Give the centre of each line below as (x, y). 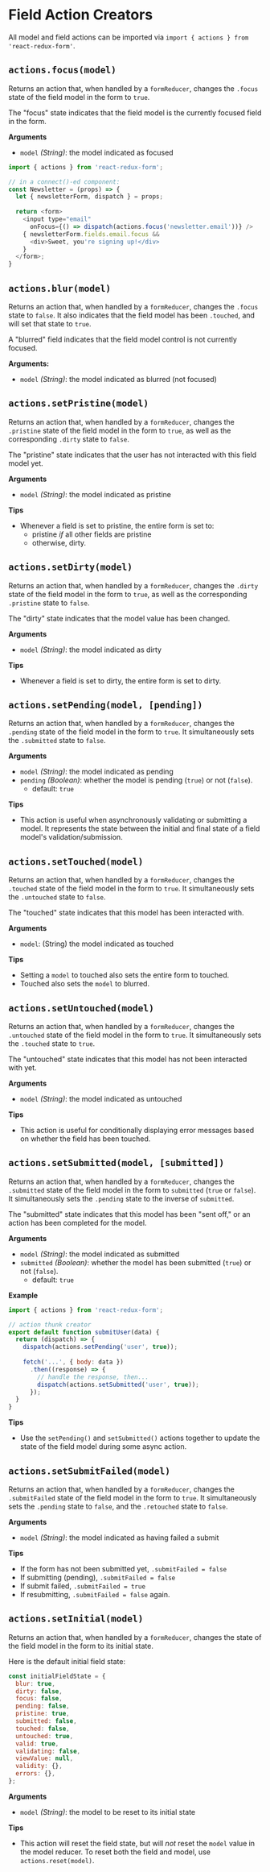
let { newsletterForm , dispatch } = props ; (89, 197)
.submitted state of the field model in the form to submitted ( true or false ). (132, 1189)
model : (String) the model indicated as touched (97, 944)
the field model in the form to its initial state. (81, 1646)
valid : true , (37, 1743)
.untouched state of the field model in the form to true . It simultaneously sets (135, 1035)
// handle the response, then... (93, 1377)
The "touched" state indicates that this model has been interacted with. (126, 913)
